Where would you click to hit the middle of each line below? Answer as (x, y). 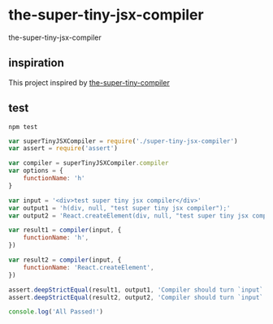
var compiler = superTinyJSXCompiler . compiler (89, 163)
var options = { (36, 171)
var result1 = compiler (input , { (65, 230)
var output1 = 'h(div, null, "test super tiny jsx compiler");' (119, 208)
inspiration (37, 63)
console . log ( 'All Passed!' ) (56, 312)
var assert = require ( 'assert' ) (63, 149)
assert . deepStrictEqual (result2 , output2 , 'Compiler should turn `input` (136, 297)
